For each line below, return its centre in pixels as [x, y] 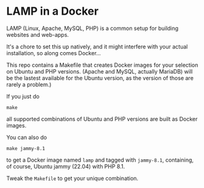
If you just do [23, 96]
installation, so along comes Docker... [54, 53]
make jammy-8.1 [26, 148]
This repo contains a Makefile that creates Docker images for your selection [102, 65]
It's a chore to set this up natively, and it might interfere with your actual [97, 47]
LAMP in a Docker [53, 11]
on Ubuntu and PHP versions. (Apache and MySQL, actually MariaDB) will [100, 71]
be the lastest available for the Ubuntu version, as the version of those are [100, 78]
